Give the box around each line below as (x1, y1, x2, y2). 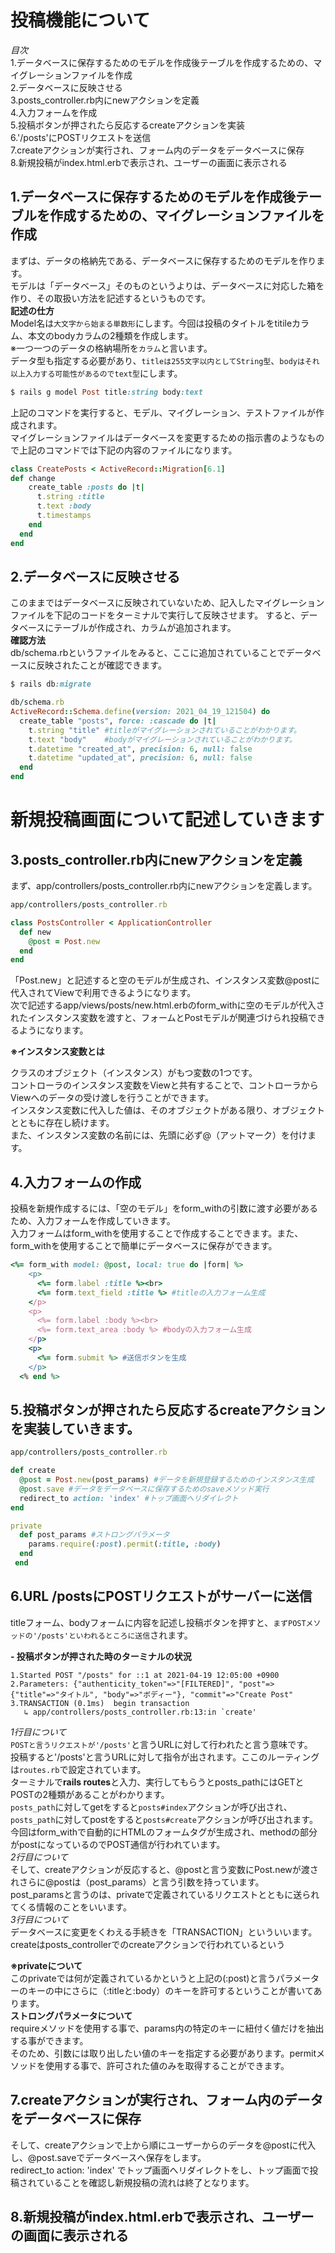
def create (10, 1466, 56, 1476)
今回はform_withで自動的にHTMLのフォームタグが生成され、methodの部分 (10, 1826, 318, 1838)
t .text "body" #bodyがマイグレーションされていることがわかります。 (28, 734, 297, 745)
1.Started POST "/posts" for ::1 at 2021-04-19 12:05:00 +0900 (10, 1670, 280, 1680)
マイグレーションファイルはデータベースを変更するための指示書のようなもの (10, 431, 325, 443)
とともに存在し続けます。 (10, 1117, 115, 1129)
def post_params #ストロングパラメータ (19, 1530, 170, 1540)
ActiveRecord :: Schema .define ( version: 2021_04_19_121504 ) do (10, 707, 271, 717)
